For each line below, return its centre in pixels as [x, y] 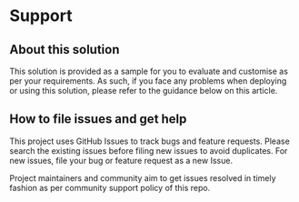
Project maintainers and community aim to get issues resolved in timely [143, 177]
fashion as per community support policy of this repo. [110, 187]
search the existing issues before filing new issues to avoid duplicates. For [149, 150]
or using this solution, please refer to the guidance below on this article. [144, 91]
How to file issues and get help [98, 119]
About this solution [65, 50]
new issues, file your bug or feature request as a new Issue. [121, 160]
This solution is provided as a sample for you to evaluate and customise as [149, 71]
